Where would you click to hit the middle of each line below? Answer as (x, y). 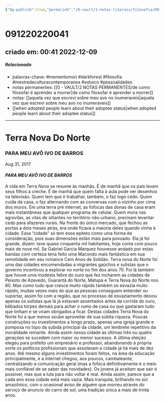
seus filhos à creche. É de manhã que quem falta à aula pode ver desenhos (81, 191)
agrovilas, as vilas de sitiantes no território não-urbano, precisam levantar (80, 217)
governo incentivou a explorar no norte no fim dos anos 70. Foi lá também (80, 270)
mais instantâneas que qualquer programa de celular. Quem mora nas (76, 212)
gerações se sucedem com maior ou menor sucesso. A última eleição (76, 338)
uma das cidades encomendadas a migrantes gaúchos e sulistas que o (77, 264)
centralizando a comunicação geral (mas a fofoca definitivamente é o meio (81, 364)
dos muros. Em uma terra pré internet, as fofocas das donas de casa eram (80, 207)
